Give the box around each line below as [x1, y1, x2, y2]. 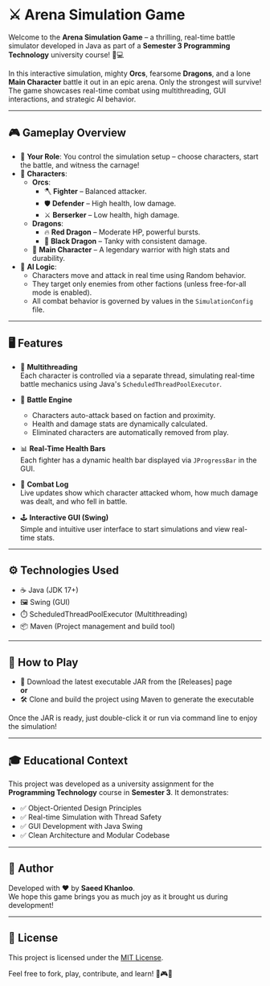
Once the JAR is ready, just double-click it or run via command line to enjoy [8, 713, 258, 723]
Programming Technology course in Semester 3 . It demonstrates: [8, 788, 229, 797]
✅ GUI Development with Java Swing [19, 822, 143, 831]
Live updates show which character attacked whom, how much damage [19, 487, 259, 497]
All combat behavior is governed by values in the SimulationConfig [31, 296, 253, 305]
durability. [31, 253, 66, 263]
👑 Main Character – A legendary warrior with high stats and [31, 244, 231, 255]
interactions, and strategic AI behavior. [8, 94, 137, 104]
